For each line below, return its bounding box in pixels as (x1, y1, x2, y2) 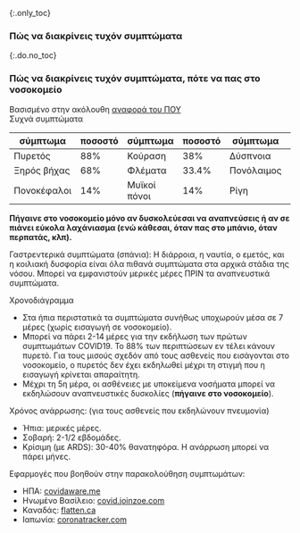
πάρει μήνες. (21, 451, 71, 462)
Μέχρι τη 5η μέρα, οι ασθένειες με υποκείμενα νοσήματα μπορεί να (21, 379, 275, 389)
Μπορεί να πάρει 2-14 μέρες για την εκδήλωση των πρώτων (21, 330, 247, 342)
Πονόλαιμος (229, 164, 282, 177)
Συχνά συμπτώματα (9, 113, 83, 124)
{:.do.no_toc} (9, 50, 57, 61)
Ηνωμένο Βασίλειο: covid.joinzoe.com (21, 495, 165, 505)
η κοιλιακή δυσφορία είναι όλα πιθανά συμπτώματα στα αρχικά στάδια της (9, 258, 290, 269)
